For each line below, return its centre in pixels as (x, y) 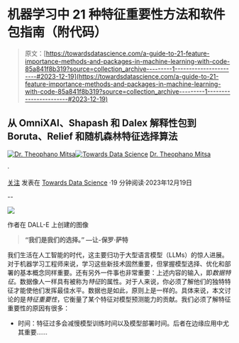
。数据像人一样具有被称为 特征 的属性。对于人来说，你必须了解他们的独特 (119, 281)
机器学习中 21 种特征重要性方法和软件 (116, 15)
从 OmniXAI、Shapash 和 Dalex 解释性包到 (102, 123)
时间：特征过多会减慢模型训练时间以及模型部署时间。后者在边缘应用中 (120, 323)
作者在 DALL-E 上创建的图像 (48, 224)
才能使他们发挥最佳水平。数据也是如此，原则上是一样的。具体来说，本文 (119, 290)
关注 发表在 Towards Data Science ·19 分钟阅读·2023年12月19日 (100, 183)
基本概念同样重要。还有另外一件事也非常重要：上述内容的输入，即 (116, 272)
